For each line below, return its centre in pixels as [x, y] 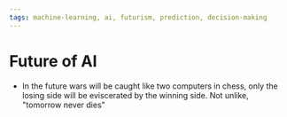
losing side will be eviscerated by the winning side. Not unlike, [136, 95]
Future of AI [53, 61]
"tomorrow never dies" [64, 105]
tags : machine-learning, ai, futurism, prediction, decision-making [138, 17]
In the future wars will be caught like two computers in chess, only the [150, 86]
